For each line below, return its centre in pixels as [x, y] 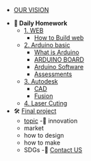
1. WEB [34, 30]
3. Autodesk [41, 81]
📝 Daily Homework [40, 23]
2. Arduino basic [47, 45]
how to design [44, 135]
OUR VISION [31, 10]
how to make [42, 143]
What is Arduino [57, 52]
